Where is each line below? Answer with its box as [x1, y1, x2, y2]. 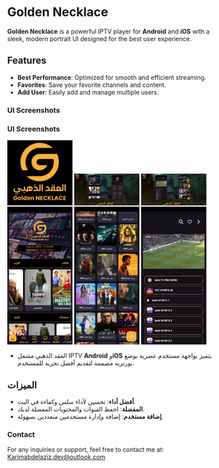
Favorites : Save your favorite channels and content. [17, 81, 167, 89]
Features [7, 55, 47, 67]
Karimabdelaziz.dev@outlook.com [7, 453, 106, 461]
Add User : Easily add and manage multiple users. [17, 88, 159, 96]
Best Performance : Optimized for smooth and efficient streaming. [17, 73, 206, 81]
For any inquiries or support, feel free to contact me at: [7, 446, 165, 454]
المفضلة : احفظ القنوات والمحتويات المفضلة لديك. [17, 405, 145, 414]
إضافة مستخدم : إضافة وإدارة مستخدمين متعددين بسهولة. [17, 412, 163, 421]
